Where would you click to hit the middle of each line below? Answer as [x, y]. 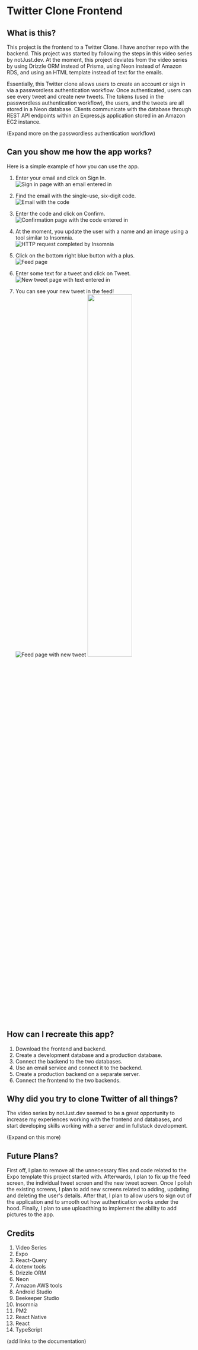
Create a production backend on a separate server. [78, 1074]
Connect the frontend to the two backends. [68, 1080]
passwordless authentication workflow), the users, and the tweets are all [95, 103]
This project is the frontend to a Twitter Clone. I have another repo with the [98, 47]
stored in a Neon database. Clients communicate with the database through [99, 109]
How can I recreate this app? [60, 1035]
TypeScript [29, 1330]
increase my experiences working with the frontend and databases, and [95, 1119]
